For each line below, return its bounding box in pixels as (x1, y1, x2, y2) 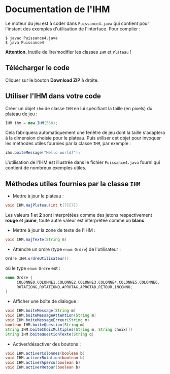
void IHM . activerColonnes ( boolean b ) (5, 351, 85, 356)
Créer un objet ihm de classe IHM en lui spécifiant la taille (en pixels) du (5, 105, 153, 111)
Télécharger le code (5, 63, 70, 72)
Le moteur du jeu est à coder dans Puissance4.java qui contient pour (5, 20, 150, 26)
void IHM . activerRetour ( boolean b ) (5, 365, 81, 370)
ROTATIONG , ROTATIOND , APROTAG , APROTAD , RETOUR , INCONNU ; (16, 284, 133, 290)
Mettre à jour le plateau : (12, 193, 64, 199)
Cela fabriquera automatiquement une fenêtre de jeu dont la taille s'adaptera (5, 129, 165, 135)
